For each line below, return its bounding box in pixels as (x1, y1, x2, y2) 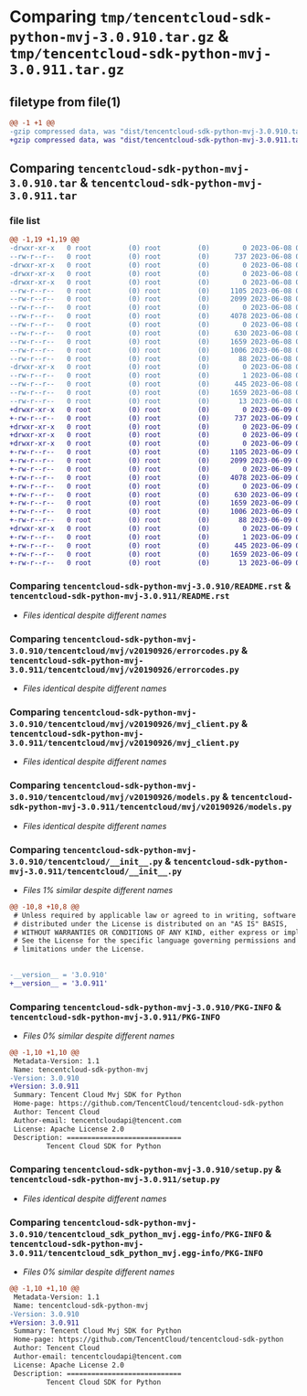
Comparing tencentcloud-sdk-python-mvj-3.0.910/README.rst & (9, 580, 291, 592)
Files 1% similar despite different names (22, 884, 174, 895)
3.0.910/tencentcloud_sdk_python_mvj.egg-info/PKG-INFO (9, 1229, 263, 1240)
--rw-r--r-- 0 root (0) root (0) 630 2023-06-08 (9, 328, 292, 337)
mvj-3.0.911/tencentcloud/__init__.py (9, 866, 183, 877)
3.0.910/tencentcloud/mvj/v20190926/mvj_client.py (9, 719, 239, 729)
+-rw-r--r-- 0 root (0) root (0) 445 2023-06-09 (9, 541, 292, 550)
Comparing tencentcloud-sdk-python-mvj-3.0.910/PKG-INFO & (9, 1000, 281, 1013)
